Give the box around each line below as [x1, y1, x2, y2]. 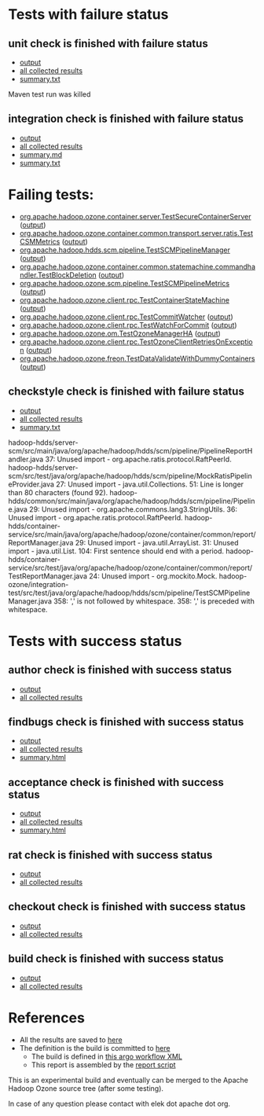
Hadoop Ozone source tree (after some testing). [8, 1083, 163, 1093]
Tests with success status [8, 632, 182, 650]
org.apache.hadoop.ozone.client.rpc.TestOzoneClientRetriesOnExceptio [19, 336, 253, 347]
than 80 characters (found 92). [8, 487, 108, 497]
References [8, 1008, 85, 1026]
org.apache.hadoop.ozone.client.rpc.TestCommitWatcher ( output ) [19, 312, 233, 321]
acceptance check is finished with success [8, 776, 224, 789]
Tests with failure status [8, 6, 169, 24]
